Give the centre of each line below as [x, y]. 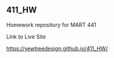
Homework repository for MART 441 [51, 24]
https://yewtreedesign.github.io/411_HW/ [57, 48]
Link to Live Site [26, 37]
